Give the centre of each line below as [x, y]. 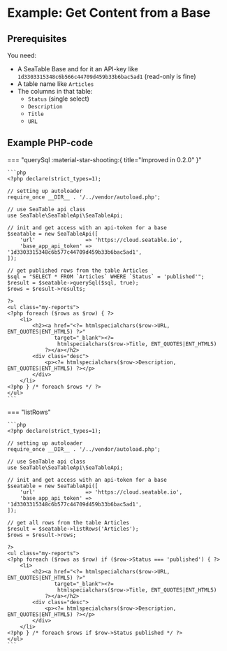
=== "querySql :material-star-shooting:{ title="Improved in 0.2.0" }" [104, 159]
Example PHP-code [50, 143]
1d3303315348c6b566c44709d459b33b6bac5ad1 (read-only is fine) [107, 76]
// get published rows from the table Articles [78, 271]
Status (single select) [58, 99]
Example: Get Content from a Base [109, 13]
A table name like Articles [56, 84]
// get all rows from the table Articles [68, 522]
